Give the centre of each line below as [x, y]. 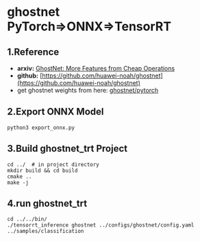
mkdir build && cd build [42, 170]
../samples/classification [46, 231]
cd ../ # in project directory [53, 164]
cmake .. [20, 176]
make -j [18, 183]
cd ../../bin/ [27, 219]
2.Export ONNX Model [55, 112]
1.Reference [33, 52]
